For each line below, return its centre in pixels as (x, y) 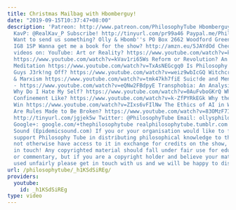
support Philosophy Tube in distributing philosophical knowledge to (117, 137)
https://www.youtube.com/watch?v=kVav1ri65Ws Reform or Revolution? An (121, 59)
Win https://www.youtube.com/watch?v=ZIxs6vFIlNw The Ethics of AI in (119, 105)
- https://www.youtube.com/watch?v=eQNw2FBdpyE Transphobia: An (110, 85)
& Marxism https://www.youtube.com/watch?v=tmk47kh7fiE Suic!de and (116, 79)
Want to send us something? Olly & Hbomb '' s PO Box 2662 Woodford (113, 40)
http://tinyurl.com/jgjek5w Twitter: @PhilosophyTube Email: (105, 118)
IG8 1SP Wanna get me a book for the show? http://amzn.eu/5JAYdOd (114, 46)
